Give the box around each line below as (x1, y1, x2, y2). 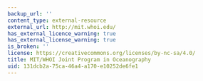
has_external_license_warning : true (7, 37, 116, 44)
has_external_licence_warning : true (7, 30, 116, 37)
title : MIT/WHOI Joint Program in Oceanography (7, 56, 152, 63)
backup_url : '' (7, 10, 53, 18)
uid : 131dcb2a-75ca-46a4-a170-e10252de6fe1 (7, 63, 139, 70)
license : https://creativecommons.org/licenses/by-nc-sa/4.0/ (7, 50, 196, 57)
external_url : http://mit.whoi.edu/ (7, 23, 116, 30)
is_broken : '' (7, 43, 50, 50)
